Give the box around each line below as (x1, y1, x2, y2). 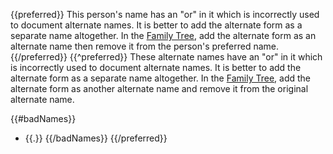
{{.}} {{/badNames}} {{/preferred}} (24, 132, 168, 144)
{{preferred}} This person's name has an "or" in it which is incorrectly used (10, 9, 320, 20)
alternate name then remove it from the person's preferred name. (10, 40, 279, 52)
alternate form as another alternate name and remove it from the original (10, 83, 309, 94)
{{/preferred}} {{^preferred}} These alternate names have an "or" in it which (10, 51, 323, 63)
